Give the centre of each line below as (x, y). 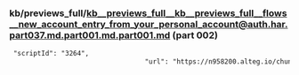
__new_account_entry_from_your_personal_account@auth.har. (149, 24)
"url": (157, 62)
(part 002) (195, 35)
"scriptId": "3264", (51, 54)
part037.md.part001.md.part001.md (90, 35)
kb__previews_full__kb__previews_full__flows (186, 13)
